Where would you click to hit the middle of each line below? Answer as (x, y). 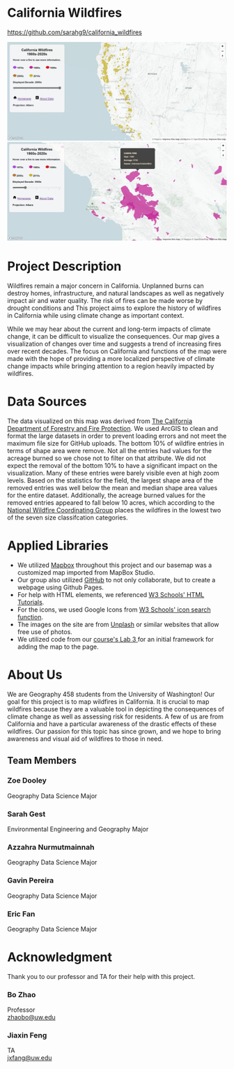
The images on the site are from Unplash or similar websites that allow (118, 625)
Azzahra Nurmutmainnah (51, 847)
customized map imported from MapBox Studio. (86, 573)
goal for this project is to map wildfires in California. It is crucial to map (108, 702)
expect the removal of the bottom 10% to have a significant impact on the (112, 466)
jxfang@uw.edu (30, 1058)
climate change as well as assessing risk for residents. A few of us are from (116, 716)
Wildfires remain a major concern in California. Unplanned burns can (106, 286)
